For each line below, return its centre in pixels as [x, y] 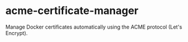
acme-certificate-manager [72, 11]
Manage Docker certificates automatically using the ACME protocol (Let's [94, 27]
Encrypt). [17, 33]
